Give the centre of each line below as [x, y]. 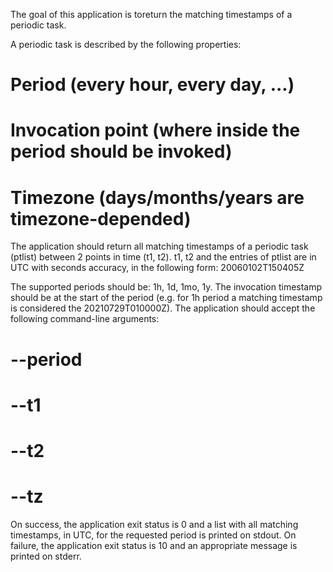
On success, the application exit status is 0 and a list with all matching [154, 524]
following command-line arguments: [85, 319]
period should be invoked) [121, 151]
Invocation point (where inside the [155, 130]
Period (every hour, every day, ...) [152, 85]
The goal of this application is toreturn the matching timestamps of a [151, 14]
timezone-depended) [101, 218]
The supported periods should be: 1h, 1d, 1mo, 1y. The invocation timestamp [166, 287]
